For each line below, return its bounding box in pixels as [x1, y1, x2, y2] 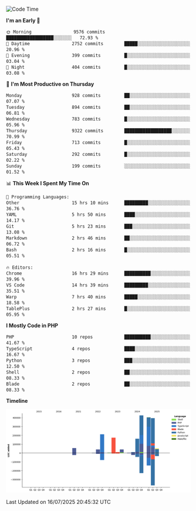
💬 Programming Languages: [6, 194, 69, 200]
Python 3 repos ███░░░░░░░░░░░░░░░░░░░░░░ [6, 358, 191, 363]
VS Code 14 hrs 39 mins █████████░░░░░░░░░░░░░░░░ [6, 282, 191, 288]
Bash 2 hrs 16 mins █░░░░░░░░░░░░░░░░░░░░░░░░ [6, 247, 191, 253]
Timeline [6, 398, 28, 404]
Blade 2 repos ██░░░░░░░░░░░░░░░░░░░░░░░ [6, 381, 191, 387]
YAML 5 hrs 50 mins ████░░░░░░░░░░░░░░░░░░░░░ [6, 212, 191, 218]
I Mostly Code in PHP [6, 322, 59, 329]
